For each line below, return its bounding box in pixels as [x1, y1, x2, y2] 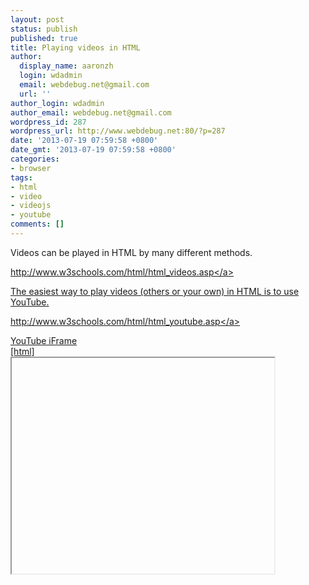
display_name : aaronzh [19, 61, 114, 71]
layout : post [10, 14, 65, 25]
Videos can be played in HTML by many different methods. [10, 246, 253, 258]
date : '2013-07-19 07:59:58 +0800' [10, 136, 159, 146]
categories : [10, 154, 60, 164]
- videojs [10, 201, 52, 211]
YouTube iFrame [10, 334, 78, 346]
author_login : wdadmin [10, 98, 105, 108]
